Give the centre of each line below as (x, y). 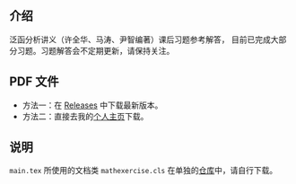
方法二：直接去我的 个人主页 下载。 (85, 116)
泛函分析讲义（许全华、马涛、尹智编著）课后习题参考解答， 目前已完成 (140, 39)
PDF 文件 (35, 82)
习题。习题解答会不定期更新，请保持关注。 (96, 50)
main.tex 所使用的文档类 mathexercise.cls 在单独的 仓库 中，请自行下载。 (144, 171)
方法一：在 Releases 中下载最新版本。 (92, 105)
